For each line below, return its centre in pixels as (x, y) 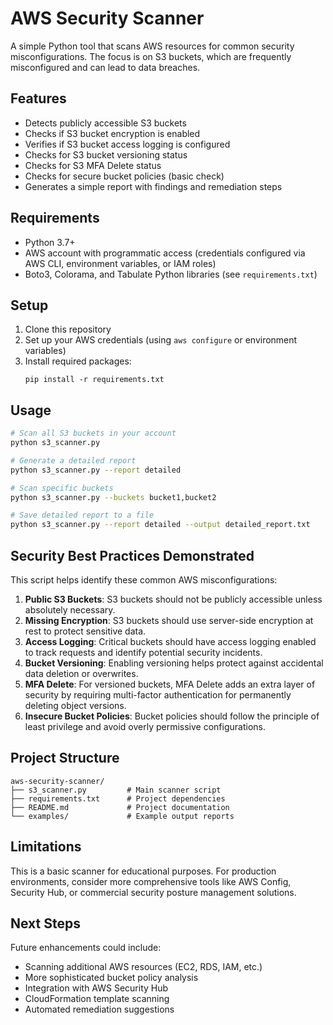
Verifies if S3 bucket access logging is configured (127, 144)
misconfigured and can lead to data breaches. (105, 67)
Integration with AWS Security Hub (96, 988)
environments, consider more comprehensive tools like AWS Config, (151, 881)
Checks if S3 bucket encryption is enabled (112, 133)
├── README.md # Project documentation (120, 807)
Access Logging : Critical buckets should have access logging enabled (170, 641)
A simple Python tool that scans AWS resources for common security (152, 46)
